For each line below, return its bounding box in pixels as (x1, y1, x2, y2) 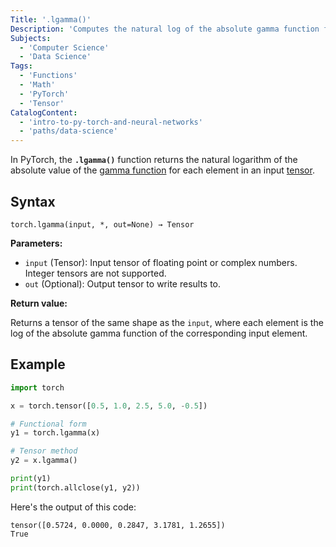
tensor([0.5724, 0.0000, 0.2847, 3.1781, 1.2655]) (10, 520, 226, 530)
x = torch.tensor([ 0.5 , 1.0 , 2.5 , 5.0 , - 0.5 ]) (10, 401, 208, 411)
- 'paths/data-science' (19, 126, 118, 136)
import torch (10, 382, 65, 393)
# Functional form (10, 419, 87, 429)
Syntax (10, 193, 56, 210)
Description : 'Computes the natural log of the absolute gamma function (10, 24, 320, 34)
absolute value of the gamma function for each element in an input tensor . (10, 164, 315, 176)
